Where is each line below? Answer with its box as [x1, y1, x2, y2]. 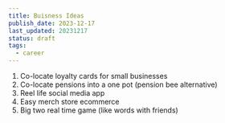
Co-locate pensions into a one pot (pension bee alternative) [19, 80, 219, 89]
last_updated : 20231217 [8, 27, 88, 35]
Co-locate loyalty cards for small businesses [19, 72, 168, 80]
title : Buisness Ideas [8, 11, 84, 20]
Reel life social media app [19, 88, 105, 97]
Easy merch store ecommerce [19, 97, 120, 106]
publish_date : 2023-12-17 [8, 19, 95, 27]
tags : [8, 42, 27, 50]
